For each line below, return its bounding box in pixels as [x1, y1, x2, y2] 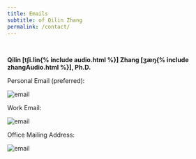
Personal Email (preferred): [7, 77, 85, 85]
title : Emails [7, 10, 49, 17]
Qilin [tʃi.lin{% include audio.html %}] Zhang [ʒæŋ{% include [7, 56, 190, 64]
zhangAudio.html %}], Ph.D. [7, 63, 91, 72]
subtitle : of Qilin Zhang [7, 17, 82, 24]
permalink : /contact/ [7, 23, 70, 30]
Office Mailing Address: [7, 130, 75, 139]
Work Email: [7, 104, 42, 112]
